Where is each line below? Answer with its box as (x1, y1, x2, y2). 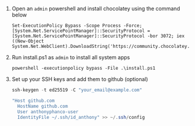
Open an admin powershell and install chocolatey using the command (11, 5, 180, 12)
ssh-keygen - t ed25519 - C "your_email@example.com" (11, 87, 142, 93)
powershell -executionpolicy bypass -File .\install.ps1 (11, 65, 156, 71)
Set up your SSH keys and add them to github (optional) (11, 76, 148, 82)
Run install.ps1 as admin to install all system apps (11, 54, 130, 61)
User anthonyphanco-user (17, 109, 79, 115)
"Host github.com (11, 98, 55, 104)
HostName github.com (17, 103, 68, 109)
